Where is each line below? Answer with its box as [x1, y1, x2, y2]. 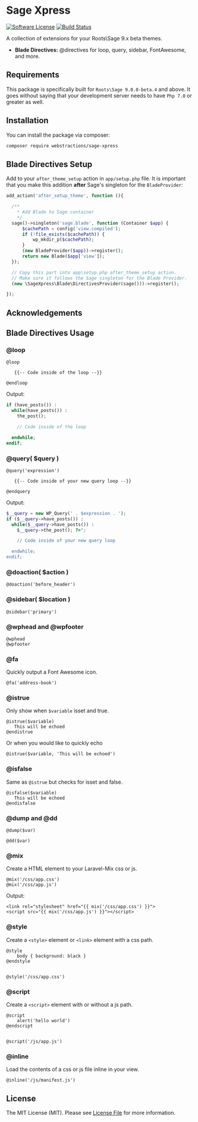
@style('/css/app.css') [6, 973, 65, 980]
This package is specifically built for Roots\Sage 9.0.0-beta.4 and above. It [6, 86, 191, 93]
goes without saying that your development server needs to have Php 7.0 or [6, 92, 192, 99]
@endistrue [6, 729, 33, 735]
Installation [6, 115, 49, 125]
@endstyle [6, 958, 31, 964]
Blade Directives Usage [6, 328, 95, 338]
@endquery [6, 488, 31, 494]
